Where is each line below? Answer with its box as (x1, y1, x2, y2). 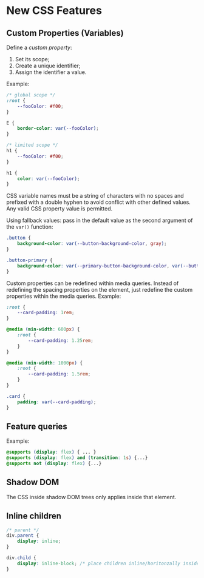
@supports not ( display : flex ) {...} (6, 460, 102, 467)
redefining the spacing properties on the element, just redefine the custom (6, 286, 193, 293)
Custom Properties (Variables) (6, 28, 124, 38)
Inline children (6, 511, 62, 522)
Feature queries (6, 421, 68, 431)
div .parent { (6, 533, 39, 539)
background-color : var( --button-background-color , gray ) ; (17, 241, 167, 247)
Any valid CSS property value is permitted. (6, 205, 113, 212)
